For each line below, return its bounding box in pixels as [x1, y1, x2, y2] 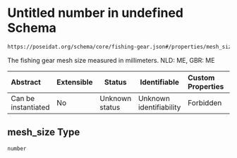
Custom [188, 73, 215, 83]
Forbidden [188, 97, 222, 107]
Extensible [56, 77, 93, 87]
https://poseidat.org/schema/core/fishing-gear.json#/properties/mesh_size [7, 43, 235, 50]
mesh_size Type [7, 126, 80, 138]
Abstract [11, 77, 41, 87]
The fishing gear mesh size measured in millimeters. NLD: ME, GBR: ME [7, 56, 215, 64]
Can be [11, 93, 35, 103]
